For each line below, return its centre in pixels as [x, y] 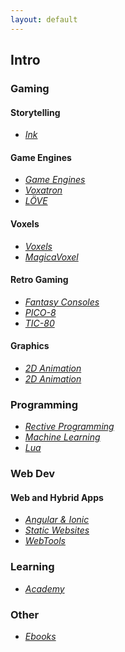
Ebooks [40, 636]
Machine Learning [62, 437]
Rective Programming [69, 427]
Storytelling [35, 112]
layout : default [44, 19]
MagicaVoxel [51, 257]
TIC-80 [39, 323]
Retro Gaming [39, 280]
